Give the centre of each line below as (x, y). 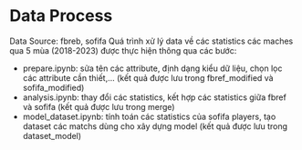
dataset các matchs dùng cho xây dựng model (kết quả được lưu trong (155, 126)
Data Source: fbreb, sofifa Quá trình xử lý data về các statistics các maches (151, 41)
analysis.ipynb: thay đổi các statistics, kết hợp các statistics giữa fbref (155, 97)
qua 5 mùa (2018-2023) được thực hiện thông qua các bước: (123, 50)
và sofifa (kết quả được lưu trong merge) (99, 106)
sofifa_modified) (53, 87)
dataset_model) (52, 135)
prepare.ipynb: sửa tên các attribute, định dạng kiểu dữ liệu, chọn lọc (152, 68)
